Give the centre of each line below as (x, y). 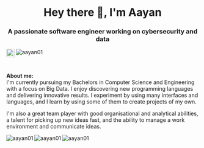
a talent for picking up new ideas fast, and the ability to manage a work (96, 120)
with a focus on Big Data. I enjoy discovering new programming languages (100, 89)
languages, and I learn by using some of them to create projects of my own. (101, 102)
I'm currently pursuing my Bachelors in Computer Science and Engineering (100, 82)
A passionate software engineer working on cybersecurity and (103, 32)
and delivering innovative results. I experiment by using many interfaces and (102, 95)
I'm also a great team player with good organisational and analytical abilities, (102, 114)
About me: (20, 76)
